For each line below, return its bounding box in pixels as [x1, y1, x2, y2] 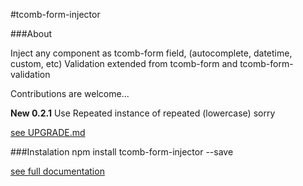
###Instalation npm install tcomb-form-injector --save [10, 146, 234, 158]
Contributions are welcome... [10, 88, 130, 99]
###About [10, 28, 53, 39]
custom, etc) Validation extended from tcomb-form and [10, 58, 238, 69]
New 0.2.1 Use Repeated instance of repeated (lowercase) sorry [10, 107, 276, 119]
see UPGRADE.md [10, 127, 86, 138]
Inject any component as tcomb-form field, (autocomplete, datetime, [10, 47, 293, 59]
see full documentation [10, 165, 105, 177]
